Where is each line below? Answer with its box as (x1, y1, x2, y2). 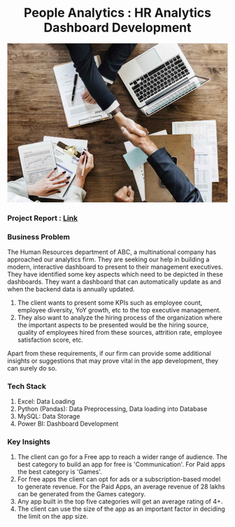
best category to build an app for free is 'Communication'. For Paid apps (17, 460, 226, 469)
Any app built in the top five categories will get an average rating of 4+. (17, 498, 223, 506)
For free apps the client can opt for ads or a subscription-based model (17, 475, 221, 484)
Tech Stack (7, 381, 47, 391)
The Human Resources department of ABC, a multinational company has (7, 247, 217, 256)
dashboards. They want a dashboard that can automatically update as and (7, 277, 222, 286)
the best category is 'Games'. (17, 468, 103, 476)
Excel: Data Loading (17, 397, 76, 406)
